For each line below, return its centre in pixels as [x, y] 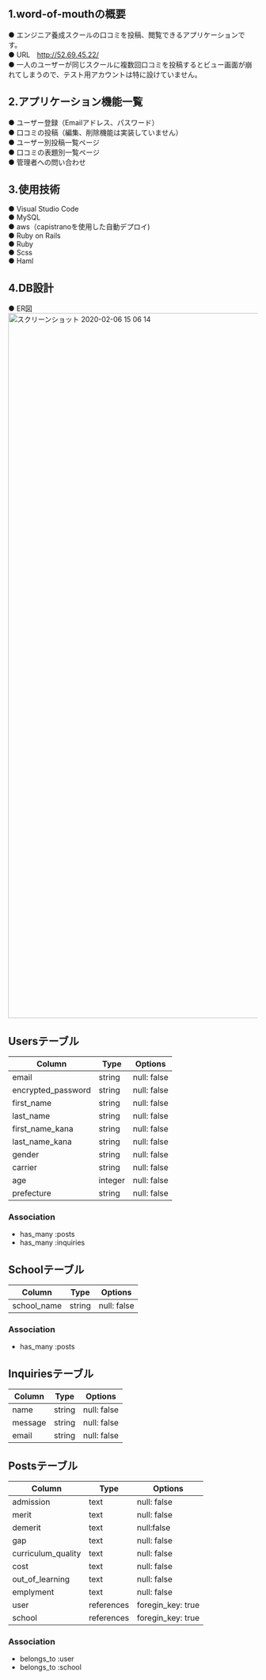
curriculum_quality [47, 1554]
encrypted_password [51, 1090]
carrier [25, 1168]
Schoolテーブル [46, 1270]
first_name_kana [43, 1129]
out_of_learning [41, 1579]
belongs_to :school [50, 1667]
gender [26, 1154]
